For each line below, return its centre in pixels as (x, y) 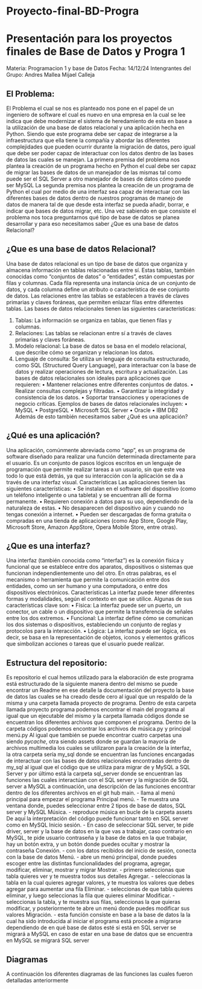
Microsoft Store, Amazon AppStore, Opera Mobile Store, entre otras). (92, 527)
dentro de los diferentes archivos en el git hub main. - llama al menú (91, 793)
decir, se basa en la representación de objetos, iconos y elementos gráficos (100, 638)
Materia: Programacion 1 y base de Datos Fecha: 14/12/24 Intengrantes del (99, 68)
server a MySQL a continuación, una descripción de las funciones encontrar (101, 787)
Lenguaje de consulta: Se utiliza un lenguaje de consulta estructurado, (103, 359)
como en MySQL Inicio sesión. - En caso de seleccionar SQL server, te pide (100, 825)
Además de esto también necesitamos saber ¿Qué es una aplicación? (101, 416)
